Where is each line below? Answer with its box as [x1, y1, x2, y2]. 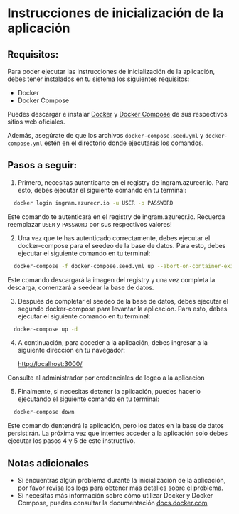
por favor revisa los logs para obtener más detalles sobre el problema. [17, 483, 224, 492]
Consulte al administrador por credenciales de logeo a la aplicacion [7, 373, 205, 382]
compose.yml [7, 140, 43, 147]
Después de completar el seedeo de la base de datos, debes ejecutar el [17, 296, 229, 305]
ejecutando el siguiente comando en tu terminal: [17, 395, 160, 403]
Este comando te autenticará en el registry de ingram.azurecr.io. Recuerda [7, 212, 225, 221]
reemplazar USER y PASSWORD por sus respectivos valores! [7, 220, 172, 228]
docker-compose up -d [14, 326, 78, 333]
